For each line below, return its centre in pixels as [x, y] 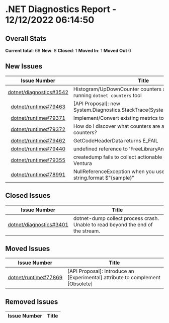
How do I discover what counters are [117, 126]
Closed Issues [28, 195]
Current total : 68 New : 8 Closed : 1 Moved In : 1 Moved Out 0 [68, 51]
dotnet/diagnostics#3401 [38, 224]
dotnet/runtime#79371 [38, 118]
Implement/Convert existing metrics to [119, 118]
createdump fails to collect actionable [118, 157]
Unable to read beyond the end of [113, 224]
